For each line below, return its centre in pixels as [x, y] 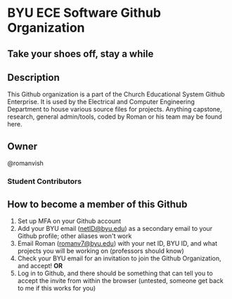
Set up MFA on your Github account [69, 221]
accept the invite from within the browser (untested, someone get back [120, 280]
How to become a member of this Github [97, 204]
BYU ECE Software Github [84, 13]
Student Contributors [45, 182]
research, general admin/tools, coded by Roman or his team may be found [115, 117]
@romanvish [26, 164]
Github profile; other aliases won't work [75, 236]
